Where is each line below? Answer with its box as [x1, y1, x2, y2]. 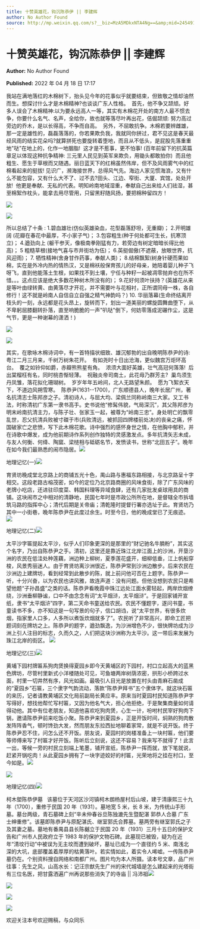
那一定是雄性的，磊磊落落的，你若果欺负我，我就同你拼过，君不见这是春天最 [6, 129, 194, 137]
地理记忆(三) [6, 650, 37, 657]
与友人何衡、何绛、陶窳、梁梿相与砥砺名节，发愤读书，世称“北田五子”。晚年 [6, 439, 193, 446]
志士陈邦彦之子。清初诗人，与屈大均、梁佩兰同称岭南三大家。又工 [21, 394, 183, 401]
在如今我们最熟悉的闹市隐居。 [6, 446, 79, 453]
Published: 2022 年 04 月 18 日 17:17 [6, 80, 96, 87]
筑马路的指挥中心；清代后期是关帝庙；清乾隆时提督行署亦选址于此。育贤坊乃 [6, 501, 194, 508]
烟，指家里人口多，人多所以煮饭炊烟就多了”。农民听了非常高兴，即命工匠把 [6, 615, 192, 622]
